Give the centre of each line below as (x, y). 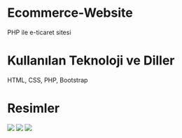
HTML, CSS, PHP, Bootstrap (48, 80)
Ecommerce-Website (70, 13)
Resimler (34, 108)
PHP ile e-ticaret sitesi (39, 32)
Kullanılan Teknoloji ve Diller (91, 61)
